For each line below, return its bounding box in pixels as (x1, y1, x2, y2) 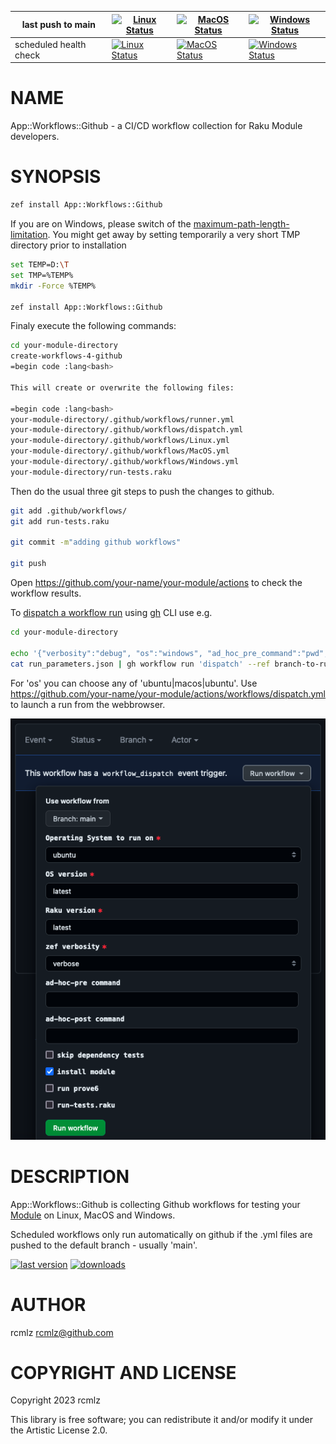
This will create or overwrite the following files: (10, 382, 235, 393)
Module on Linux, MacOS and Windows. (10, 1209, 176, 1221)
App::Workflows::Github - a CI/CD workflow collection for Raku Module (10, 120, 303, 132)
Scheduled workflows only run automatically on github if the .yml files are (10, 1228, 313, 1240)
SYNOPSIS (10, 166, 102, 188)
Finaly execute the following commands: (10, 320, 177, 332)
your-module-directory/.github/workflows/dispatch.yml (10, 425, 244, 435)
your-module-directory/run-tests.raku (10, 467, 172, 477)
